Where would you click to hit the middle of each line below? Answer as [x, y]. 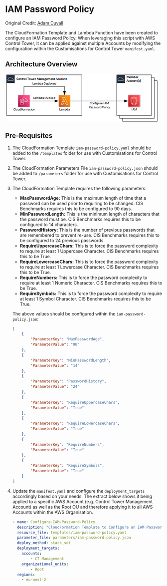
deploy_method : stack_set [44, 543]
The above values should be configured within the [64, 313]
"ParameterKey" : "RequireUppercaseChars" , [75, 402]
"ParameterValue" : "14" [55, 365]
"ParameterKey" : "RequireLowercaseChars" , [75, 424]
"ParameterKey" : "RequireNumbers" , [68, 444]
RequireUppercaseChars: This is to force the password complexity [89, 246]
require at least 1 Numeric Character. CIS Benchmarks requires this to [91, 283]
